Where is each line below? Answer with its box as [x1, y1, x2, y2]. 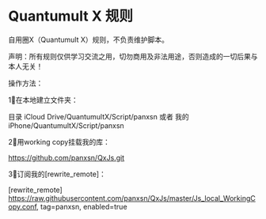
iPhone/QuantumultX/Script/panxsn [8, 120, 124, 130]
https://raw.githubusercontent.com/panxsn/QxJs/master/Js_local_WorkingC [8, 193, 256, 202]
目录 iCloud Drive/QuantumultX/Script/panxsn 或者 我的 [8, 111, 190, 121]
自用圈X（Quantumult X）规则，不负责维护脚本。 [8, 35, 169, 44]
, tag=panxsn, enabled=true [36, 202, 128, 211]
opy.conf [8, 202, 37, 211]
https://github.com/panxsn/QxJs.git [8, 153, 125, 162]
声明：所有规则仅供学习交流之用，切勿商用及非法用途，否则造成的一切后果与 [8, 51, 258, 61]
